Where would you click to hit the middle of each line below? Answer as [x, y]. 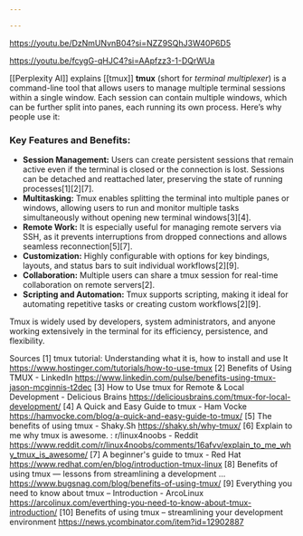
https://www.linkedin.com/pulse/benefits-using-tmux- [175, 378]
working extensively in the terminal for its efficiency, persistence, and [139, 331]
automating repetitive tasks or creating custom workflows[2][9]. [142, 304]
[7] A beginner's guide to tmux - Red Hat [166, 455]
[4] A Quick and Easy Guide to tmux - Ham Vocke [155, 407]
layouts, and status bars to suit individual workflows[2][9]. [131, 266]
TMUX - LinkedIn [41, 378]
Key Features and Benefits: [70, 139]
